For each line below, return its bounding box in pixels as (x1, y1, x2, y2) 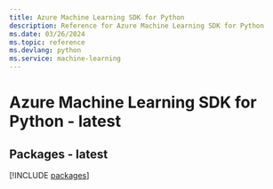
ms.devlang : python (9, 46, 82, 55)
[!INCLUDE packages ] (9, 170, 90, 180)
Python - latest (9, 112, 122, 131)
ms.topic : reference (9, 37, 86, 47)
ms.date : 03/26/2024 (9, 29, 86, 38)
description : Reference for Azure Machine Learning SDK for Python (9, 21, 265, 30)
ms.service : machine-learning (9, 54, 122, 63)
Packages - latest (9, 146, 108, 161)
